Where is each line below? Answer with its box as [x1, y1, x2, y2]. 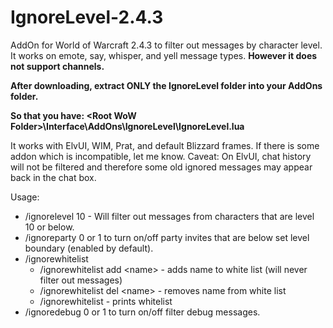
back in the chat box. [10, 171, 97, 183]
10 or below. [24, 221, 75, 233]
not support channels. [10, 60, 105, 72]
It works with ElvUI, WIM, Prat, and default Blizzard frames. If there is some [10, 139, 320, 151]
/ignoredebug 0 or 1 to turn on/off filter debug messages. [24, 306, 261, 318]
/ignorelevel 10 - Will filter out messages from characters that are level [24, 210, 315, 222]
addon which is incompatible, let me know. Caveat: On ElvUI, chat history [10, 150, 312, 162]
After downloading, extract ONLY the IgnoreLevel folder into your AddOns [10, 79, 323, 91]
